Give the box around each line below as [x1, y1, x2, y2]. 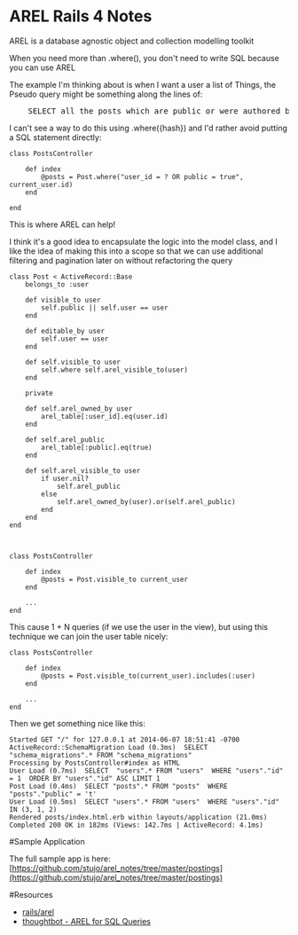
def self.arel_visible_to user [25, 466, 141, 475]
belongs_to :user [25, 279, 90, 289]
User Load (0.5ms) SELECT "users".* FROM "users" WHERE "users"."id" [9, 797, 279, 806]
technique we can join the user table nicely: [9, 631, 169, 641]
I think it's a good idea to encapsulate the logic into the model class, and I [9, 236, 278, 247]
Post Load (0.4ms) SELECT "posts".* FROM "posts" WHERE [9, 782, 228, 790]
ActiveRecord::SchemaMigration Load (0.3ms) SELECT [9, 742, 208, 751]
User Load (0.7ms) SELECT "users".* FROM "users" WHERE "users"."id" [9, 766, 284, 775]
